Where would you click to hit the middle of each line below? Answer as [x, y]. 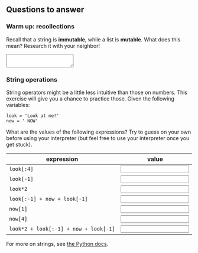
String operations [32, 79]
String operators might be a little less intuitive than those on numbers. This [97, 92]
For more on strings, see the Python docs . [57, 244]
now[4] [18, 219]
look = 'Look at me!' [33, 116]
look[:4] [21, 169]
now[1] [18, 209]
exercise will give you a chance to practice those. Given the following [90, 98]
